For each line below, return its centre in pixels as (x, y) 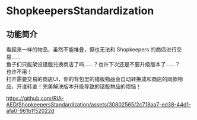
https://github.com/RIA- (35, 98)
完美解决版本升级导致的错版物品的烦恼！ (92, 86)
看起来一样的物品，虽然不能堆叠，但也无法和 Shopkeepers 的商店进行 (91, 49)
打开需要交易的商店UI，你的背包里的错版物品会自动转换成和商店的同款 (92, 79)
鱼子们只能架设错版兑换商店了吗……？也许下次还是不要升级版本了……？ (93, 64)
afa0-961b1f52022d (30, 111)
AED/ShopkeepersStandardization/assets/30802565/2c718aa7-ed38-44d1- (99, 104)
